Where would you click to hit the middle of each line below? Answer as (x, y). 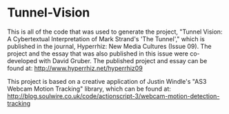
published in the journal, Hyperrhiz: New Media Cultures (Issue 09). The (109, 46)
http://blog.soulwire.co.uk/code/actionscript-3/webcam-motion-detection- (113, 96)
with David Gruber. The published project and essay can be (123, 60)
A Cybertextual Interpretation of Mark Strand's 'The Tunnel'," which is (106, 38)
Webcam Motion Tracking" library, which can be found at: (89, 89)
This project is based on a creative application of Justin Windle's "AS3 (107, 81)
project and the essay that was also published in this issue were (98, 54)
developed (22, 60)
